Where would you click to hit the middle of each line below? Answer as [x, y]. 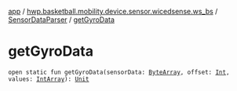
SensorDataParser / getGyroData [62, 20]
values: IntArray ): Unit [49, 79]
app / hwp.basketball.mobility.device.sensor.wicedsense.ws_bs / [113, 11]
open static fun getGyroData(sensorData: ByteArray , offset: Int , [119, 72]
